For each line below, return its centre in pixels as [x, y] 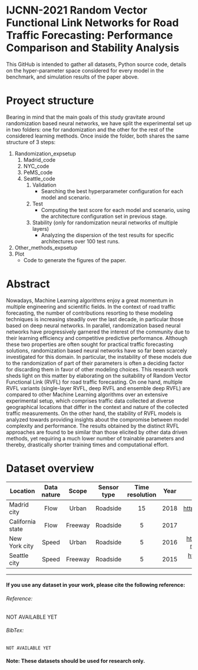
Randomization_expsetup [45, 153]
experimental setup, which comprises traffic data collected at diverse [90, 401]
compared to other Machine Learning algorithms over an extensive [87, 394]
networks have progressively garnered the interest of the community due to [98, 332]
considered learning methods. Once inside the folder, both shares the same [98, 136]
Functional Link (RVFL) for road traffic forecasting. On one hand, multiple [94, 382]
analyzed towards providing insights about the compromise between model [98, 419]
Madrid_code [39, 159]
